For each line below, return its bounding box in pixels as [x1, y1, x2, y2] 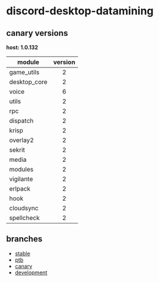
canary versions [6, 28, 68, 38]
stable [14, 250, 30, 257]
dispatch [9, 117, 34, 125]
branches [6, 234, 43, 244]
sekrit [9, 146, 25, 154]
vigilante [9, 175, 33, 183]
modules [9, 165, 34, 173]
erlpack [9, 185, 31, 192]
